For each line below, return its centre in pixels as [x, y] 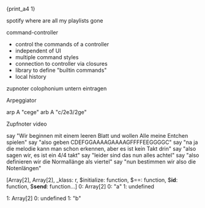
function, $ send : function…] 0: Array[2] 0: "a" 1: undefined [80, 186]
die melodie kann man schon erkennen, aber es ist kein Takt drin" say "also [101, 149]
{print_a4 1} [21, 9]
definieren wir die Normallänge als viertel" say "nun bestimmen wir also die [101, 162]
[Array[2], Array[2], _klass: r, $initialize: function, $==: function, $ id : [92, 180]
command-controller [32, 32]
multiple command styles [47, 57]
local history [31, 77]
